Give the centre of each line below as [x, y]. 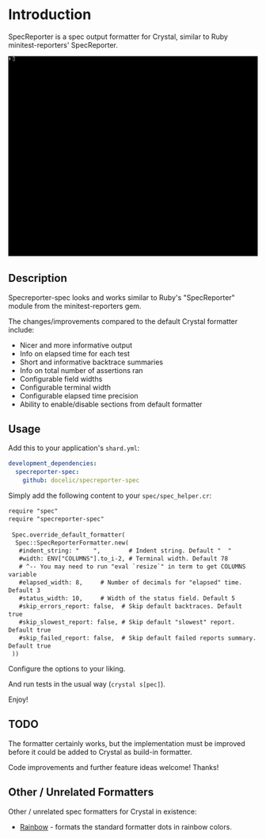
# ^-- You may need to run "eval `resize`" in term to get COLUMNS [132, 567]
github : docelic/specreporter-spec [81, 481]
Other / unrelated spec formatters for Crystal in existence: [103, 811]
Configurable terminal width [65, 387]
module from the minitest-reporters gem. [75, 306]
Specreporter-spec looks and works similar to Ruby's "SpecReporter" [122, 297]
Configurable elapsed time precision [79, 395]
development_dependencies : [53, 464]
